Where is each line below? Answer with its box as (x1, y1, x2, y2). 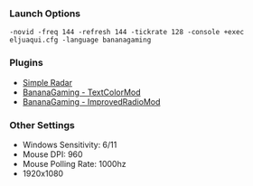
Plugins (9, 57, 43, 70)
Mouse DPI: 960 (22, 148, 83, 160)
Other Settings (9, 118, 75, 131)
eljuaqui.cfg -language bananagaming (9, 35, 152, 45)
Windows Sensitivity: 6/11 (22, 139, 117, 150)
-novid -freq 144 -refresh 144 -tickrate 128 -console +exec (9, 28, 245, 37)
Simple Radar (22, 77, 73, 88)
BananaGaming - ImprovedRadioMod (22, 96, 161, 107)
